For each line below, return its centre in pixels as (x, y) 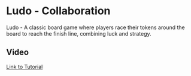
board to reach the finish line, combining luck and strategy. (79, 33)
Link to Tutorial (25, 66)
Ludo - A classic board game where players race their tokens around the (95, 27)
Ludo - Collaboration (58, 11)
